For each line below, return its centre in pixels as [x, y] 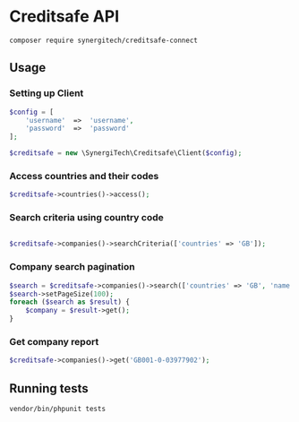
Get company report [54, 341]
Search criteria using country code [86, 218]
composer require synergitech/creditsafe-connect [104, 40]
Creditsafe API [64, 17]
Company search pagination [73, 267]
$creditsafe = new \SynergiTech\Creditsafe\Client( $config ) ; [126, 153]
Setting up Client [47, 93]
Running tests [49, 388]
